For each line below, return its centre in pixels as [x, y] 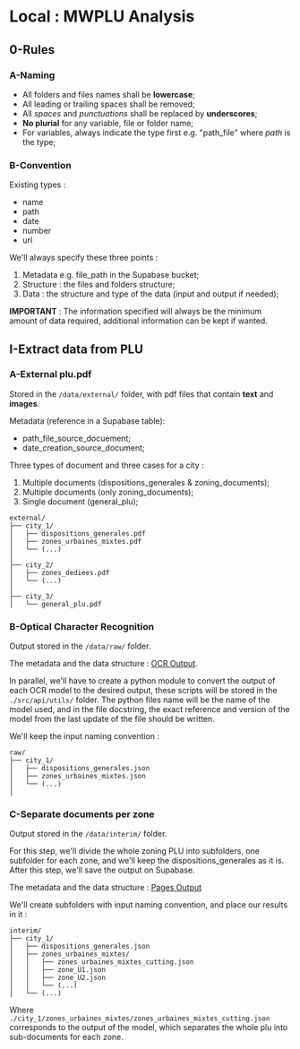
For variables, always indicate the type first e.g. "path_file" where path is [156, 133]
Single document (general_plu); [80, 501]
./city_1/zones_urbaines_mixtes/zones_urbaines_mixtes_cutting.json [140, 1019]
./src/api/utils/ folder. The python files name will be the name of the [140, 700]
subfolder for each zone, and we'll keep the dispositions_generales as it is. [147, 861]
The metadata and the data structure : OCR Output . [104, 664]
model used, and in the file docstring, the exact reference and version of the [150, 709]
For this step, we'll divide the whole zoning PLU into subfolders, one [134, 851]
